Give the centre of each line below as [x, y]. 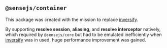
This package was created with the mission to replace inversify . [72, 19]
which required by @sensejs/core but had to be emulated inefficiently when [84, 34]
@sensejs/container [36, 8]
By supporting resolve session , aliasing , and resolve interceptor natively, [83, 29]
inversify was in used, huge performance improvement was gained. [76, 39]
